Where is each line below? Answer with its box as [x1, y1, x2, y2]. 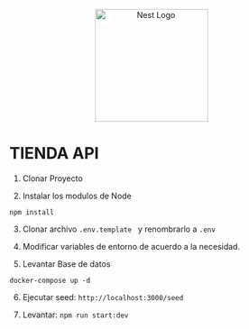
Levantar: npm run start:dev [22, 309, 129, 320]
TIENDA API [9, 143, 99, 164]
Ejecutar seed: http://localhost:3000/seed [22, 291, 184, 302]
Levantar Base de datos [22, 258, 111, 270]
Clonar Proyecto [22, 172, 83, 184]
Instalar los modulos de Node [22, 190, 133, 201]
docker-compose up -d [9, 276, 91, 285]
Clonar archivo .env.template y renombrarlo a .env [22, 224, 217, 234]
